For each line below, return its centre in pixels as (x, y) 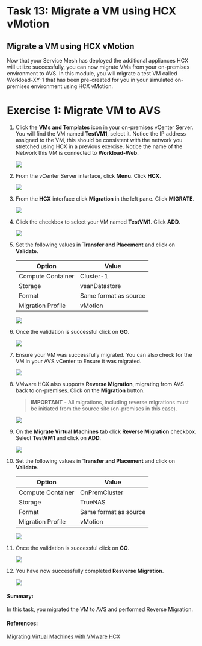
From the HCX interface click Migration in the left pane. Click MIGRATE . (105, 199)
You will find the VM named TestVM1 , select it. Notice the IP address (101, 133)
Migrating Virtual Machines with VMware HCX (64, 636)
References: (23, 623)
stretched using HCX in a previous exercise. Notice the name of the (99, 146)
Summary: (20, 596)
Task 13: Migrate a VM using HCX (92, 11)
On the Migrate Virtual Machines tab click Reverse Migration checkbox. (106, 431)
